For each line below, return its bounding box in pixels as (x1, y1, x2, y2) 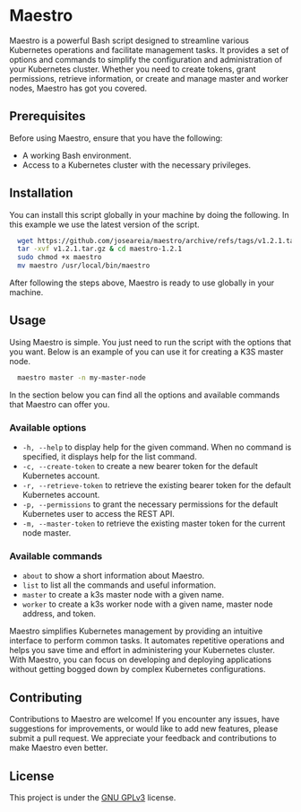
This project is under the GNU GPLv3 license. (9, 791, 176, 803)
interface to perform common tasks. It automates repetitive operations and (9, 635, 285, 646)
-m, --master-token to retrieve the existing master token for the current (21, 518, 286, 529)
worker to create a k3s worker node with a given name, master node (21, 598, 273, 610)
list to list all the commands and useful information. (21, 580, 217, 590)
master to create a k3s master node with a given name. (21, 589, 225, 600)
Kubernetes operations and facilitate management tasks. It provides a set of (9, 44, 289, 55)
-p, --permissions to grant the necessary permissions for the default (21, 499, 279, 510)
